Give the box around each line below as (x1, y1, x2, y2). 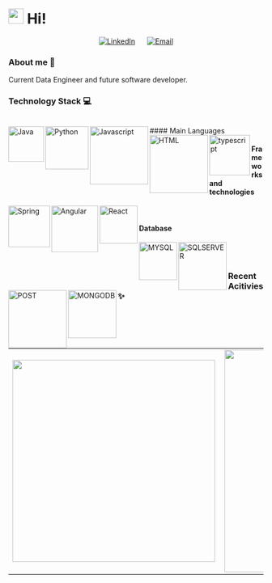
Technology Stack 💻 (8, 95, 91, 107)
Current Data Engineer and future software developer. (8, 75, 188, 85)
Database (138, 223, 172, 234)
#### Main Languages (149, 125, 225, 135)
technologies (209, 187, 255, 197)
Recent (227, 270, 257, 281)
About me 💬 (8, 57, 55, 68)
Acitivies (227, 280, 264, 291)
